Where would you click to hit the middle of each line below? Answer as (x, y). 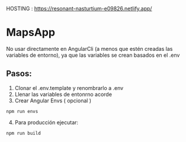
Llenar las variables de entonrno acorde (63, 94)
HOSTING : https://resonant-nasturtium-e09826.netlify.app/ (79, 9)
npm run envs (22, 111)
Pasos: (19, 74)
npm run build (24, 133)
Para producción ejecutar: (46, 122)
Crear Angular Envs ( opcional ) (53, 101)
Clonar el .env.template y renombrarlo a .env (69, 88)
